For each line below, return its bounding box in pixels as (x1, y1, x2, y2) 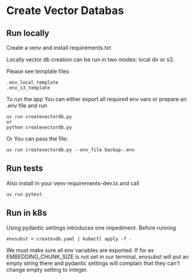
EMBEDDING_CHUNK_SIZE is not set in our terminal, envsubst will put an (6, 253, 189, 260)
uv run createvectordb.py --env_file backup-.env (6, 147, 135, 153)
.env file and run (6, 102, 48, 109)
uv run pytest (6, 191, 43, 197)
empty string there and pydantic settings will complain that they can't (6, 260, 180, 267)
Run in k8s (6, 208, 48, 218)
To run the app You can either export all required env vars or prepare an (6, 96, 187, 102)
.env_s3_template (6, 85, 51, 91)
